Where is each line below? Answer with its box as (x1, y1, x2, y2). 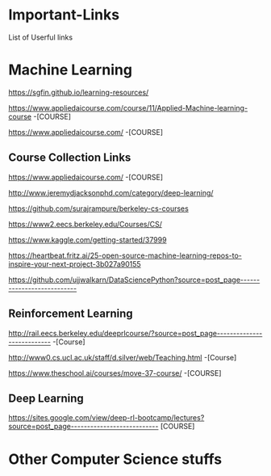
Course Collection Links (8, 151, 131, 165)
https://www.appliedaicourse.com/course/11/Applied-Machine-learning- (8, 103, 248, 112)
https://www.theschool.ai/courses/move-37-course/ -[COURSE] (8, 368, 222, 377)
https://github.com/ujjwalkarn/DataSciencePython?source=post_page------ (8, 275, 261, 284)
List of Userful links (8, 32, 73, 42)
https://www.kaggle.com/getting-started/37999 (8, 234, 167, 244)
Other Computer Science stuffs (8, 450, 223, 468)
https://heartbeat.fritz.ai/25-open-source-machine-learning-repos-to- (8, 251, 242, 260)
